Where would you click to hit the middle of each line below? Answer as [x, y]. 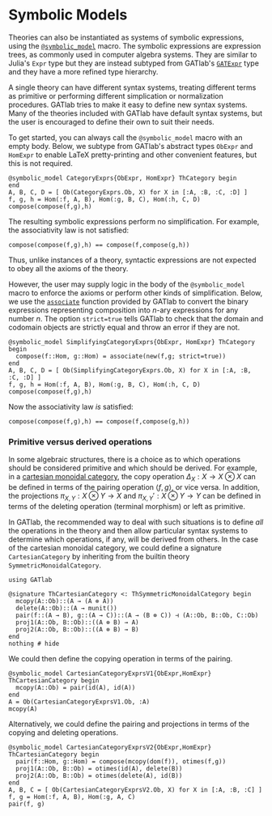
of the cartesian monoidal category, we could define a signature [115, 547]
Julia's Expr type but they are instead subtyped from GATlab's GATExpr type [134, 63]
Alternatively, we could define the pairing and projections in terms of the [129, 724]
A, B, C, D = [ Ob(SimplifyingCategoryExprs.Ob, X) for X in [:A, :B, [130, 370]
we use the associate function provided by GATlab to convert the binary [128, 301]
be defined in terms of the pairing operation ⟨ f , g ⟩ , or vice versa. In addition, [134, 487]
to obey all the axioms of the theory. [68, 268]
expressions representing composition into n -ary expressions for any [123, 310]
